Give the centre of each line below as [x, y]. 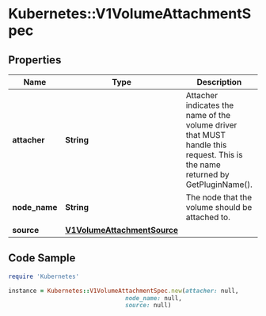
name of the [208, 115]
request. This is [214, 155]
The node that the [219, 197]
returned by [207, 175]
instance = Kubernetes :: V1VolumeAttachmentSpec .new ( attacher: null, [123, 291]
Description [219, 82]
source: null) [148, 306]
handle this [206, 145]
